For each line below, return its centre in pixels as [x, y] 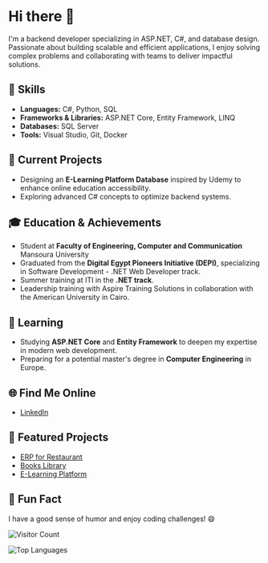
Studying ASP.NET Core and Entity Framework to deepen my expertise [138, 342]
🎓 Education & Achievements [85, 222]
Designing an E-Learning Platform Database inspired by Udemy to [130, 179]
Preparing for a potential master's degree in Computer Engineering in [136, 359]
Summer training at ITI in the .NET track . [87, 280]
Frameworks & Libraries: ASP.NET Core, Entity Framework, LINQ [128, 117]
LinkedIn [34, 412]
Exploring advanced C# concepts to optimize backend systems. [125, 196]
